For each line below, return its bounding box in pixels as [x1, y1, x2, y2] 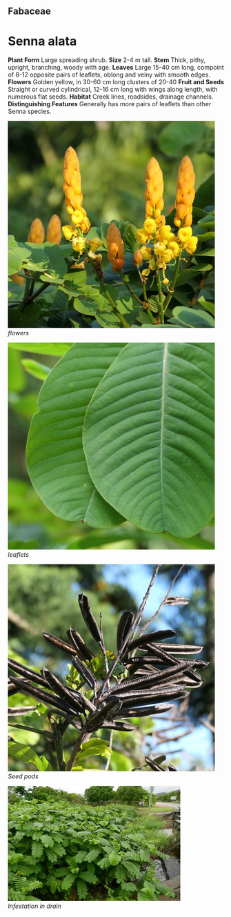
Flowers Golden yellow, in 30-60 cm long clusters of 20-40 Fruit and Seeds [8, 78, 225, 86]
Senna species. [8, 107, 52, 116]
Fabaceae [8, 6, 51, 17]
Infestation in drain [8, 902, 61, 910]
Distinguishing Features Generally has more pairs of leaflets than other [8, 100, 212, 108]
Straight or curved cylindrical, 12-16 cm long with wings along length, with [8, 86, 218, 94]
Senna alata [8, 33, 77, 49]
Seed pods [8, 772, 39, 780]
